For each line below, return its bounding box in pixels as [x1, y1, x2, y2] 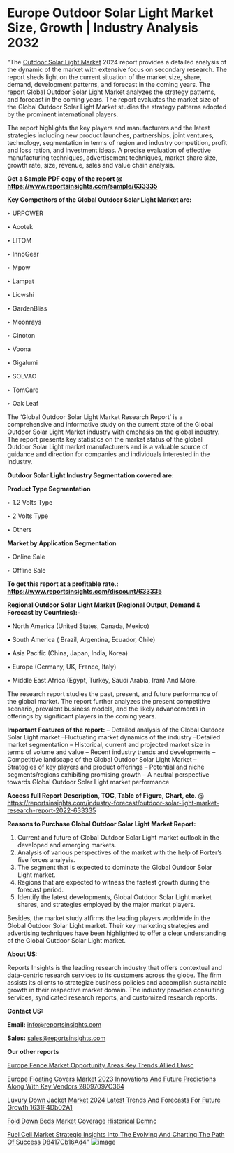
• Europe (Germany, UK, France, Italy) [7, 662, 117, 671]
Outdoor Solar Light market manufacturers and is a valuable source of [7, 442, 208, 451]
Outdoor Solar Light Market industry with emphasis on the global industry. [7, 428, 220, 436]
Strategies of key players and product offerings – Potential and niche [7, 763, 205, 771]
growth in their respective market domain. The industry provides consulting [7, 985, 224, 994]
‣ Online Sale [7, 552, 45, 561]
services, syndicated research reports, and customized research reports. [7, 993, 218, 1002]
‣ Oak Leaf [7, 399, 39, 407]
